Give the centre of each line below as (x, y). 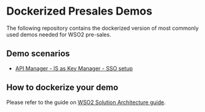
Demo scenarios (38, 54)
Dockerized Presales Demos (80, 11)
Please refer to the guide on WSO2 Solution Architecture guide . (86, 102)
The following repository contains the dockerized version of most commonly (102, 28)
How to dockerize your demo (62, 87)
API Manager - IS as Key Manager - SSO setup (74, 68)
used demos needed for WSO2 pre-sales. (59, 34)
